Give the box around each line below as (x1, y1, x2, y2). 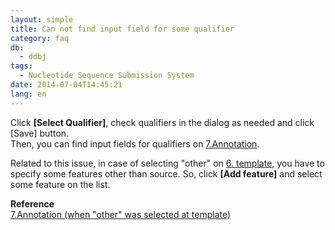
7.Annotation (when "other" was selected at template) (10, 208, 232, 220)
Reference (10, 197, 55, 210)
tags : (10, 61, 33, 71)
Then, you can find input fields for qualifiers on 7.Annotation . (10, 137, 260, 150)
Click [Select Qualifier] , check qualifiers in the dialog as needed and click (10, 116, 315, 128)
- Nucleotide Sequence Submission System (19, 71, 195, 81)
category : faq (10, 33, 70, 43)
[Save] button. (10, 127, 70, 139)
